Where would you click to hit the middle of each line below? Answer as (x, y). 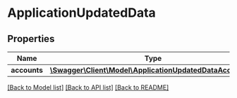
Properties (31, 39)
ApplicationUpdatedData (82, 13)
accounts (27, 70)
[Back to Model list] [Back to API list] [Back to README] (88, 87)
